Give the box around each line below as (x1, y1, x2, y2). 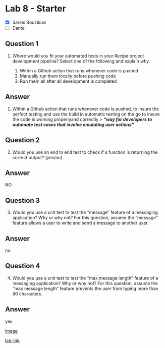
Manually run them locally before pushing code (19, 73, 116, 79)
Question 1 (5, 40, 39, 48)
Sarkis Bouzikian (12, 19, 47, 25)
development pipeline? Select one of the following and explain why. (12, 58, 150, 64)
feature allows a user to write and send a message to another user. (12, 220, 149, 226)
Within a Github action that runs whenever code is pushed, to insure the (12, 106, 159, 112)
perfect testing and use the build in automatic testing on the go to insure (12, 111, 160, 117)
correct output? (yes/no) (12, 154, 63, 160)
